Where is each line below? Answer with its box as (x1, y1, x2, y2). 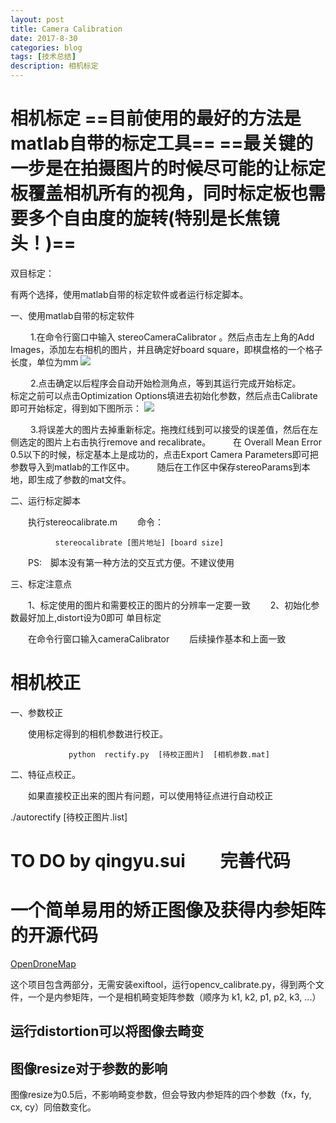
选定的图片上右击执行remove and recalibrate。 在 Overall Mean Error (18, 436, 322, 448)
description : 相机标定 (10, 61, 99, 71)
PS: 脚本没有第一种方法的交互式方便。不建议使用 (28, 556, 235, 568)
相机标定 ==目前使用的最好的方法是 (10, 107, 302, 130)
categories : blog (10, 42, 83, 53)
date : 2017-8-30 (10, 33, 78, 43)
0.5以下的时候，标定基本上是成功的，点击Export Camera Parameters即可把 (10, 448, 319, 460)
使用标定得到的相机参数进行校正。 (28, 727, 168, 740)
